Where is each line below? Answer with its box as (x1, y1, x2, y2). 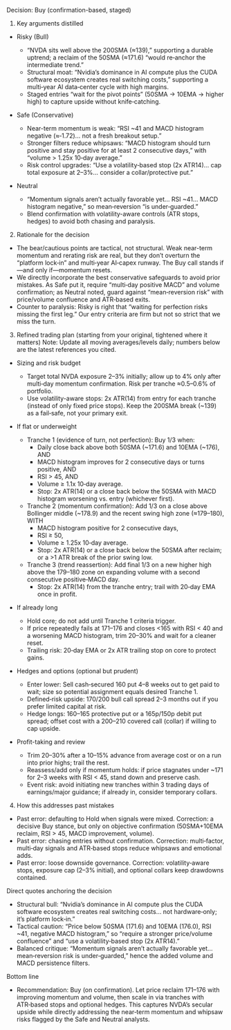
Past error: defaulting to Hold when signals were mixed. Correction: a (16, 815, 214, 823)
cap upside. (26, 724, 61, 732)
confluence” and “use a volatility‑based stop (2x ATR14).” (16, 937, 181, 945)
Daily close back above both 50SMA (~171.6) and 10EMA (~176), (37, 443, 220, 451)
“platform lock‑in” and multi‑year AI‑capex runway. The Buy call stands (16, 259, 219, 267)
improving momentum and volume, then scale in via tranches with (16, 993, 205, 1001)
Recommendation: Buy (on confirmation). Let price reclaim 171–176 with (16, 986, 220, 994)
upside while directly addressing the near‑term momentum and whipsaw (16, 1008, 223, 1015)
